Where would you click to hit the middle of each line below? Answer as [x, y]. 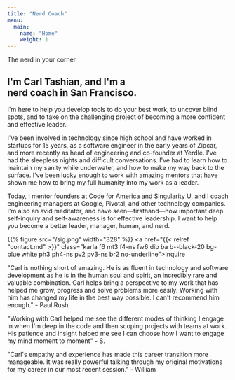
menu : [15, 20]
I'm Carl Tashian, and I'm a [67, 82]
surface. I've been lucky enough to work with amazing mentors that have [113, 175]
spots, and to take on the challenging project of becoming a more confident [116, 117]
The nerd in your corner [42, 59]
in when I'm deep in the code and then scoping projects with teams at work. [117, 325]
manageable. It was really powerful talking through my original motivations [115, 362]
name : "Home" [39, 33]
